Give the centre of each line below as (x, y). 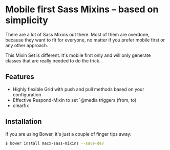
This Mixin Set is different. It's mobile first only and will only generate (78, 55)
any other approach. (27, 45)
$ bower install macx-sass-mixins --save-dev (55, 143)
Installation (24, 122)
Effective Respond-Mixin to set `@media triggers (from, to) (75, 100)
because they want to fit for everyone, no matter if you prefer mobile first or (85, 40)
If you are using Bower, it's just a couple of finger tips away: (68, 134)
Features (20, 77)
